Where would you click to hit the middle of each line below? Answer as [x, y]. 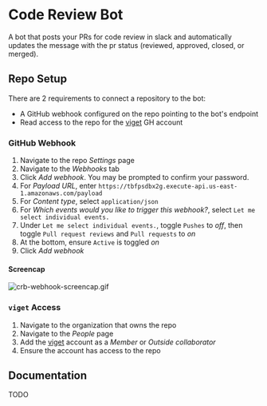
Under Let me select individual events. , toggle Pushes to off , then [131, 225]
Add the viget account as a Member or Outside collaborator [118, 342]
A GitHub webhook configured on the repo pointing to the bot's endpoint [139, 113]
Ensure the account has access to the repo [90, 350]
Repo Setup [38, 79]
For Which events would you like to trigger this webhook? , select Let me [137, 210]
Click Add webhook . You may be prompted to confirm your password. [134, 177]
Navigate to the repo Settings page [77, 161]
